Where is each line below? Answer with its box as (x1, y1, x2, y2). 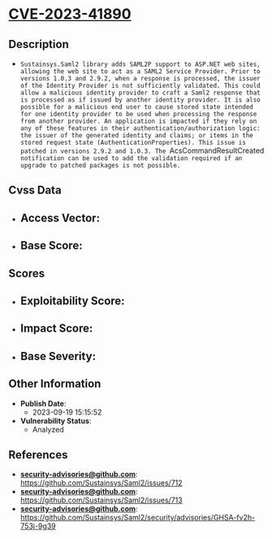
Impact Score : (19, 322, 93, 336)
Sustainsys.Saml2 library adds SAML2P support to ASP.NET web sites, (19, 60, 261, 68)
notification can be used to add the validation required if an (19, 154, 243, 163)
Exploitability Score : (19, 293, 125, 307)
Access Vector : (19, 211, 100, 224)
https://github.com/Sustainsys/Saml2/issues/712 (19, 478, 183, 488)
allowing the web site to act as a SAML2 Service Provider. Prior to (19, 67, 261, 76)
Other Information (8, 377, 101, 391)
